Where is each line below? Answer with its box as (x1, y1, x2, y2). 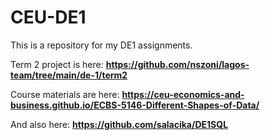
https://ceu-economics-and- (121, 88, 245, 100)
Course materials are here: (10, 88, 120, 100)
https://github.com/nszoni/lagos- (105, 58, 250, 70)
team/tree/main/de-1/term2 (10, 69, 128, 81)
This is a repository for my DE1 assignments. (10, 39, 193, 51)
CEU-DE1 (10, 6, 87, 29)
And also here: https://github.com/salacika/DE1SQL (10, 118, 229, 130)
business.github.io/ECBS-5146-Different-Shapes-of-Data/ (10, 99, 260, 111)
